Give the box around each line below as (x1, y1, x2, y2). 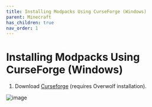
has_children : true (6, 20, 54, 25)
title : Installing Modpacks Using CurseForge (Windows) (6, 8, 147, 15)
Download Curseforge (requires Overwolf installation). (14, 83, 147, 90)
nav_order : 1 (6, 25, 38, 31)
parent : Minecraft (6, 14, 51, 20)
